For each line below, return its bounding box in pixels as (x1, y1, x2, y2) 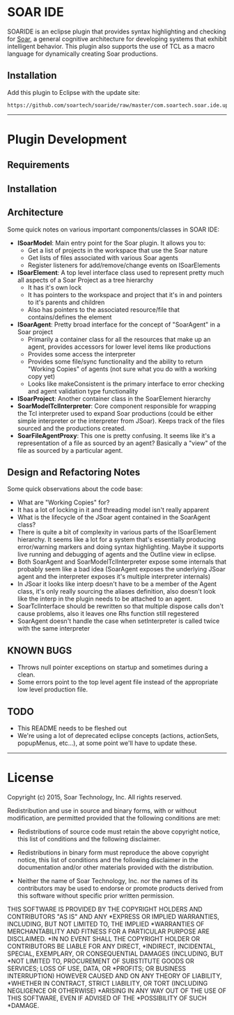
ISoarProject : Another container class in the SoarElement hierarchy (17, 394, 211, 403)
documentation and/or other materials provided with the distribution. (17, 863, 214, 871)
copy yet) (27, 372, 56, 380)
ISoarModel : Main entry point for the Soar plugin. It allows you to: (17, 239, 206, 247)
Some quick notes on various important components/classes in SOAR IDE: (7, 225, 220, 234)
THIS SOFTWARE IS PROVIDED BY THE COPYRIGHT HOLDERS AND (7, 905, 203, 913)
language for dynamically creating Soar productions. (7, 50, 158, 58)
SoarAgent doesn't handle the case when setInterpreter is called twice (17, 617, 220, 625)
